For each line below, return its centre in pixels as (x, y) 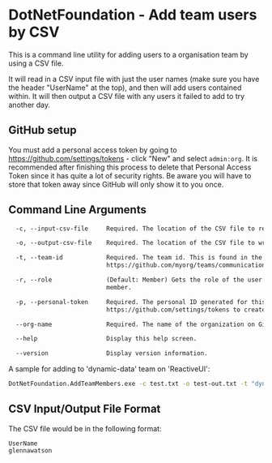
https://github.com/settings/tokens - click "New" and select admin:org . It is (133, 158)
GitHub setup (42, 130)
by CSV (34, 32)
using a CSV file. (36, 63)
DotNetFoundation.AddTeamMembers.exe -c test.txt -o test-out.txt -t (128, 384)
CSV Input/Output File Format (85, 409)
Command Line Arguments (78, 210)
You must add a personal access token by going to (93, 150)
